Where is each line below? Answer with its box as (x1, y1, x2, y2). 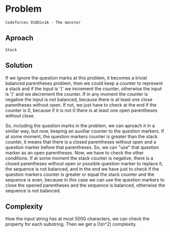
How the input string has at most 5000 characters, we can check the (5, 216, 150, 222)
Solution (5, 61, 33, 70)
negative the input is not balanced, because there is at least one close (5, 96, 153, 102)
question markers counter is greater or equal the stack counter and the (5, 171, 155, 177)
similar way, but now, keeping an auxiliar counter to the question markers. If (5, 128, 164, 134)
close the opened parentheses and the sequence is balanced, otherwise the (5, 182, 165, 188)
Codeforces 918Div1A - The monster (5, 20, 81, 25)
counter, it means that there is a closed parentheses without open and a (5, 139, 157, 145)
